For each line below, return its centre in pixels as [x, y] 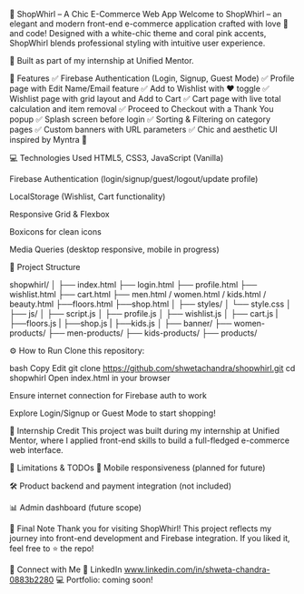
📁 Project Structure [45, 267]
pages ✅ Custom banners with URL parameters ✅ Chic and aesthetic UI [144, 129]
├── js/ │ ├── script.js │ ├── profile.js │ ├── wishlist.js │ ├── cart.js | [144, 313]
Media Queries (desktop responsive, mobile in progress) [114, 249]
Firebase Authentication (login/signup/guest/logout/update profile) [134, 179]
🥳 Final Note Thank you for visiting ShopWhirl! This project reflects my [141, 529]
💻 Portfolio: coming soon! [104, 579]
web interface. [36, 450]
